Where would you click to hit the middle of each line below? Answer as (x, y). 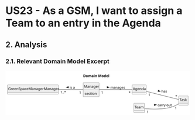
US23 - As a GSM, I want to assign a (94, 11)
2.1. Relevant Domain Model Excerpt (57, 61)
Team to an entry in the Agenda (83, 23)
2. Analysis (26, 45)
